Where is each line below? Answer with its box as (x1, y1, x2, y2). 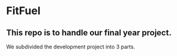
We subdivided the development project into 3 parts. (6, 43, 135, 50)
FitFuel (6, 4, 41, 18)
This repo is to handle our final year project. (6, 28, 172, 38)
